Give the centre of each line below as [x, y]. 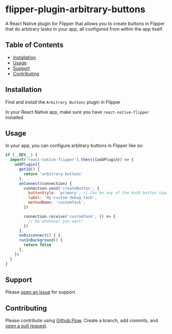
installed [14, 117]
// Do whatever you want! [56, 221]
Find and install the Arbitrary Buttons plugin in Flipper [63, 102]
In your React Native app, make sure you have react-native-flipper [77, 112]
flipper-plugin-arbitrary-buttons [76, 9]
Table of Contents [35, 45]
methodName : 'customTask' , [57, 203]
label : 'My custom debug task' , [62, 198]
